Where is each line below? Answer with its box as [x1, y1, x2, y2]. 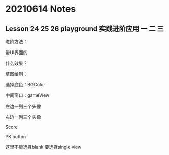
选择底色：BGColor [5, 82, 46, 87]
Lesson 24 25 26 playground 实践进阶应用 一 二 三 [5, 24, 164, 33]
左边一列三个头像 [5, 103, 41, 109]
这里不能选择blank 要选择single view [5, 144, 82, 150]
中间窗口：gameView [5, 92, 50, 98]
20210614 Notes [5, 3, 76, 15]
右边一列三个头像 [5, 114, 41, 120]
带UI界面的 [5, 49, 28, 56]
